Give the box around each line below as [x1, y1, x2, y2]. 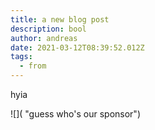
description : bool [10, 24, 87, 34]
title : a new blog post [10, 14, 110, 25]
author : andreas [10, 33, 78, 43]
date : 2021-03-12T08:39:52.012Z [10, 42, 145, 53]
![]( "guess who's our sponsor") [10, 108, 141, 120]
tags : [10, 52, 33, 62]
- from [19, 61, 47, 71]
